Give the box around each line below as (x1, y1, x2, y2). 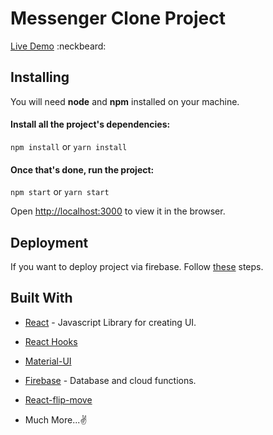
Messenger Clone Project (10, 7, 226, 30)
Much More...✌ (24, 413, 88, 426)
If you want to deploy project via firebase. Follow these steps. (10, 260, 264, 272)
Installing (10, 69, 70, 86)
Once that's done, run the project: (10, 163, 155, 176)
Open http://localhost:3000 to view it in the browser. (10, 205, 226, 217)
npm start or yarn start (10, 186, 110, 198)
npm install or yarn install (10, 140, 128, 152)
